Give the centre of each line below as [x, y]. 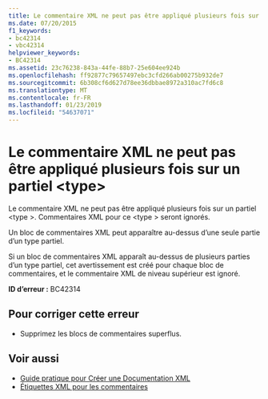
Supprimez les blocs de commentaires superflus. [101, 333]
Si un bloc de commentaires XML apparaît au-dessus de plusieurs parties [129, 256]
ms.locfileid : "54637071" [51, 113]
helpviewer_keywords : [44, 53]
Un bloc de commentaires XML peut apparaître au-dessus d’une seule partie [134, 232]
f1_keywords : [30, 30]
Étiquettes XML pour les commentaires [84, 386]
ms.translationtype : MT [48, 90]
